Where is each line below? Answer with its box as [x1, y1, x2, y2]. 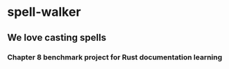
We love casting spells [7, 32, 106, 43]
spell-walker [7, 4, 81, 20]
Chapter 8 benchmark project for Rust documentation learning [7, 52, 223, 62]
